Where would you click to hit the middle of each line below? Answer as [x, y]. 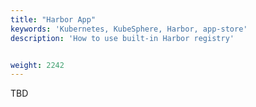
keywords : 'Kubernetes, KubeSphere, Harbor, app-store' [129, 29]
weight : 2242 [37, 65]
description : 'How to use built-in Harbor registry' [122, 38]
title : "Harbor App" [53, 19]
